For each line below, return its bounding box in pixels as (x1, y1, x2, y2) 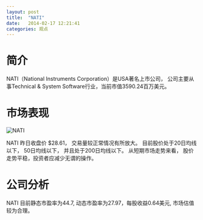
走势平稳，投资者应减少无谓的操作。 (6, 154, 97, 162)
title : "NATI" (6, 15, 45, 21)
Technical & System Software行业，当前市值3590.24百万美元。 (11, 83, 170, 90)
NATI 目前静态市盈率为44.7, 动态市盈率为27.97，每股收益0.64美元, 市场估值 (6, 199, 194, 207)
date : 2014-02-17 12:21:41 (6, 20, 80, 26)
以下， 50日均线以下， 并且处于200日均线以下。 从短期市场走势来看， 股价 (6, 147, 194, 154)
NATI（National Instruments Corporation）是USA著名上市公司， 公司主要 (6, 75, 189, 83)
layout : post (6, 9, 40, 15)
